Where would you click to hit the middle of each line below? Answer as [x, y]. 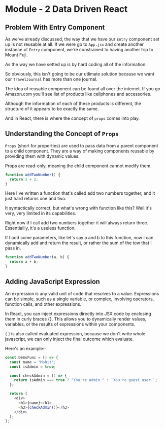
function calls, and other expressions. [43, 304]
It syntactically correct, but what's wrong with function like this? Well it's [78, 208]
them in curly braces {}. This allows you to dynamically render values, [76, 319]
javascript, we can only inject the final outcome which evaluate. [69, 339]
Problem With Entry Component [55, 27]
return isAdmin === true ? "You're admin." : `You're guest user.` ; [86, 380]
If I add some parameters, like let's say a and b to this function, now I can [79, 238]
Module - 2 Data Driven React [66, 9]
